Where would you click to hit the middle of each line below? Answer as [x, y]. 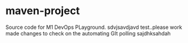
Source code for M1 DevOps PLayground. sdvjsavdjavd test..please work [94, 27]
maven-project [43, 11]
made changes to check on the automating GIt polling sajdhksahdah [88, 33]
